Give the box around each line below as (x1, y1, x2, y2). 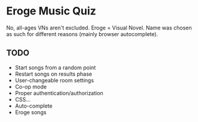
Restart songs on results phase (14, 70, 92, 78)
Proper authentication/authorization (14, 89, 104, 97)
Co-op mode (14, 83, 47, 90)
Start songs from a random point (14, 64, 96, 71)
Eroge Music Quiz (6, 4, 96, 18)
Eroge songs (14, 108, 47, 115)
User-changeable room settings (14, 76, 94, 84)
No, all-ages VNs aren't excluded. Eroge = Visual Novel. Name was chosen (6, 24, 192, 31)
